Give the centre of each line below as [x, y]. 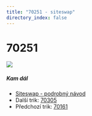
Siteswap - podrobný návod [50, 94]
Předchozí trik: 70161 [41, 107]
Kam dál [17, 78]
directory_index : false [37, 18]
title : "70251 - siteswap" [41, 12]
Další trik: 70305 [36, 100]
